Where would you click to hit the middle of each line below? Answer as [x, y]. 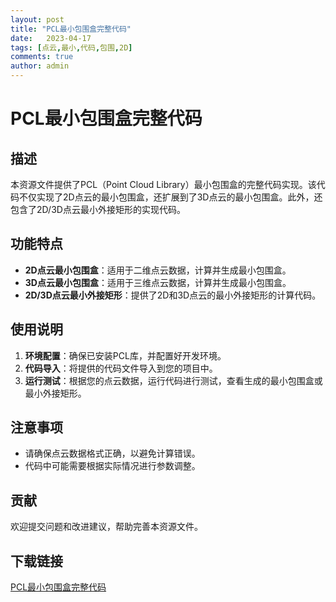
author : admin [40, 66]
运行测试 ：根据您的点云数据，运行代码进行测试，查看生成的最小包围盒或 [173, 380]
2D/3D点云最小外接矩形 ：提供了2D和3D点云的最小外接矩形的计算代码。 [173, 295]
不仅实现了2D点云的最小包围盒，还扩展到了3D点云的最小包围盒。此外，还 [170, 197]
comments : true [42, 57]
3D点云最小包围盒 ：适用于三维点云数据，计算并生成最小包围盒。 [158, 282]
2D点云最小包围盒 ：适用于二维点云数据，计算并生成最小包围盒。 [158, 270]
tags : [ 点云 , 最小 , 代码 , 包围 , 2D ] [71, 47]
